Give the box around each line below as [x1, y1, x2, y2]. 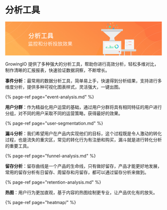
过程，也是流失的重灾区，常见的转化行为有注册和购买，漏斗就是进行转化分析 [5, 137, 162, 143]
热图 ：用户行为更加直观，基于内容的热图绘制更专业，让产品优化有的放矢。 [5, 190, 158, 196]
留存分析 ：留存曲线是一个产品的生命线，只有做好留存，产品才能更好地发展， [5, 163, 162, 169]
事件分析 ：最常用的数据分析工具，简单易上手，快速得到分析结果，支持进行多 [5, 78, 162, 84]
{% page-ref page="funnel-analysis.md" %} [5, 153, 96, 159]
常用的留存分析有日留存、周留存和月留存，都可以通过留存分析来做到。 [5, 169, 149, 175]
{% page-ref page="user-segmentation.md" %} [5, 120, 103, 127]
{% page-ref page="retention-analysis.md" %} [5, 179, 101, 185]
